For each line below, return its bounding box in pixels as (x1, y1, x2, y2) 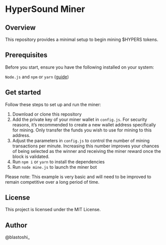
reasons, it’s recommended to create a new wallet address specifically (12, 122, 156, 127)
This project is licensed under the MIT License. (5, 207, 101, 213)
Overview (5, 23, 36, 32)
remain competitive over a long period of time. (5, 179, 100, 185)
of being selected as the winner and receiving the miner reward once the (12, 148, 161, 154)
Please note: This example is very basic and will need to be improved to (5, 173, 152, 180)
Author (5, 221, 27, 230)
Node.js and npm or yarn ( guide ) (5, 74, 69, 80)
